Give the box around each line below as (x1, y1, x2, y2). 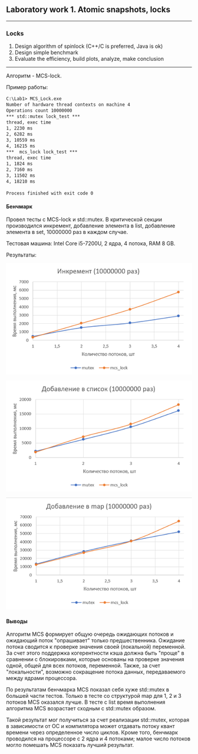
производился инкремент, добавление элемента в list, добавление (6, 222, 176, 229)
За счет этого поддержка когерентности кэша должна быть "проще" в (6, 649, 184, 656)
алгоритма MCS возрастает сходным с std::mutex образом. (6, 705, 156, 712)
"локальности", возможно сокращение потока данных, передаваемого (6, 668, 186, 675)
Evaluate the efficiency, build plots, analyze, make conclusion (14, 56, 164, 63)
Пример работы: (6, 84, 48, 91)
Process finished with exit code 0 (6, 190, 94, 197)
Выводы (6, 617, 28, 625)
